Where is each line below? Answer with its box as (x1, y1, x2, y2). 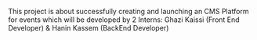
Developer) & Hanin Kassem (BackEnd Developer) (8, 24, 169, 32)
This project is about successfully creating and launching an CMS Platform (8, 7, 249, 16)
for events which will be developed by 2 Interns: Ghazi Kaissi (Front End (8, 15, 241, 24)
